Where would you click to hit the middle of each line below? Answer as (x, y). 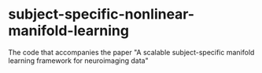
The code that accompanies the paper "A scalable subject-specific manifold (131, 52)
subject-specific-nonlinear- (101, 14)
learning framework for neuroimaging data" (78, 61)
